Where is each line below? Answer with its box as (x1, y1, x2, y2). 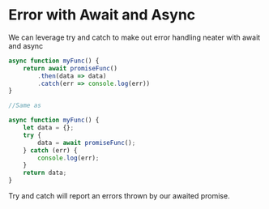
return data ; (23, 168, 67, 177)
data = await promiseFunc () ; (37, 139, 136, 147)
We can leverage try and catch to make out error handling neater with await (8, 32, 261, 42)
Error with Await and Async (8, 6, 196, 24)
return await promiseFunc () (23, 64, 117, 72)
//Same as (8, 101, 42, 110)
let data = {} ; (23, 124, 75, 132)
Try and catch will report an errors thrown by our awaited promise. (8, 191, 230, 201)
